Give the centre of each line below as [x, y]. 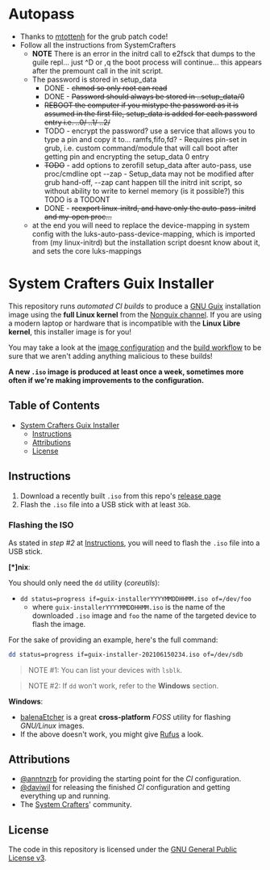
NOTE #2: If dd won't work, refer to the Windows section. [123, 685]
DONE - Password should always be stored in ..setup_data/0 [144, 96]
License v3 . [27, 858]
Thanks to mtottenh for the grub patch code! [94, 36]
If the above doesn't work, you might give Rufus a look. [112, 734]
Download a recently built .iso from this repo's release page [120, 496]
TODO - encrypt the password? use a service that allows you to [150, 131]
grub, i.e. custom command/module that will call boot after [141, 148]
